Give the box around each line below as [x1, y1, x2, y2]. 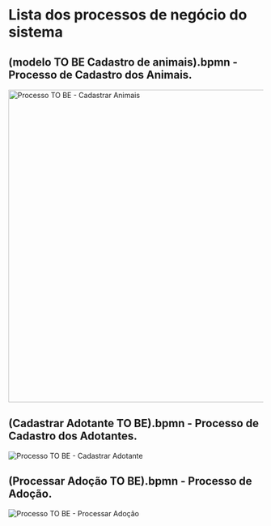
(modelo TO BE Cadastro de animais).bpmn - [8, 55, 239, 69]
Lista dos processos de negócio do [8, 6, 248, 24]
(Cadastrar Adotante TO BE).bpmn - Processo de [8, 417, 259, 430]
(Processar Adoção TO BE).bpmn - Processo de [8, 474, 252, 488]
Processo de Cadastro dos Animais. [8, 67, 193, 82]
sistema [8, 23, 63, 41]
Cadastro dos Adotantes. [8, 430, 138, 443]
